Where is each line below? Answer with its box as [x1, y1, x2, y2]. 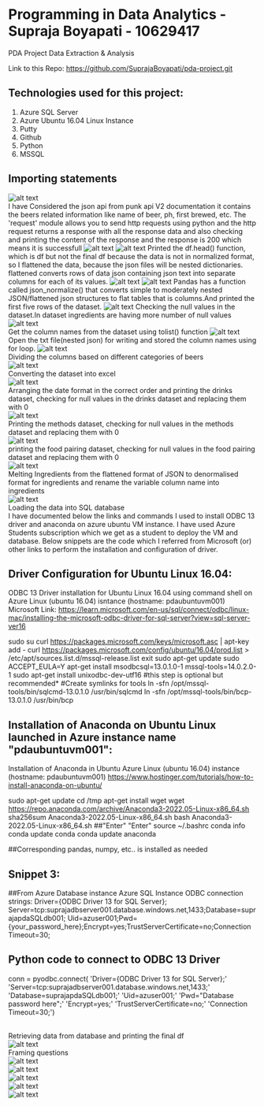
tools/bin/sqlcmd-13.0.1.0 [8, 687, 90, 696]
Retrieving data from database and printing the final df [8, 1030, 184, 1041]
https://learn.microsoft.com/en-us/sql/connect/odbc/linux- [58, 605, 250, 614]
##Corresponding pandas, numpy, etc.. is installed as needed [8, 844, 208, 854]
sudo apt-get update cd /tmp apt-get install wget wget [8, 796, 185, 805]
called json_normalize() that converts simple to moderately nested [8, 285, 223, 295]
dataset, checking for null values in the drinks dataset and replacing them [8, 394, 247, 403]
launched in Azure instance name [8, 730, 177, 744]
